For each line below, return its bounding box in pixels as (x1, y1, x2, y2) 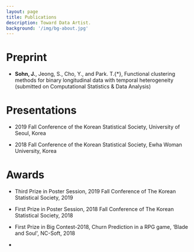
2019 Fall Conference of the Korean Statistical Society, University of (14, 123, 180, 130)
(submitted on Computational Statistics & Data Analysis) (14, 83, 151, 90)
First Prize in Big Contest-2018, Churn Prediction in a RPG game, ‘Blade (14, 224, 188, 231)
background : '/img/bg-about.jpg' (6, 25, 89, 31)
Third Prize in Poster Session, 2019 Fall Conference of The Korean (14, 188, 176, 195)
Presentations (6, 104, 77, 117)
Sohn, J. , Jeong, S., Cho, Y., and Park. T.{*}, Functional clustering (14, 71, 176, 78)
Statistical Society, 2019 (14, 194, 73, 202)
